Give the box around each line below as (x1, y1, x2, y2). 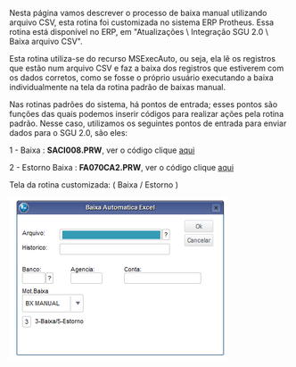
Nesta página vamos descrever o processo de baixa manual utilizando (9, 8, 267, 18)
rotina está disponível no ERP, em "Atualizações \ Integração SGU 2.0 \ (9, 27, 269, 37)
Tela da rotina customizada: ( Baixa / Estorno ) (9, 179, 179, 190)
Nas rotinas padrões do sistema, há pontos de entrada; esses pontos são (9, 99, 278, 110)
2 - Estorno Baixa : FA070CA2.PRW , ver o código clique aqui (9, 163, 234, 172)
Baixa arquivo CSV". (9, 36, 83, 46)
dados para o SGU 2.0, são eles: (9, 128, 127, 138)
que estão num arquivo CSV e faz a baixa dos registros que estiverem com (9, 63, 284, 73)
